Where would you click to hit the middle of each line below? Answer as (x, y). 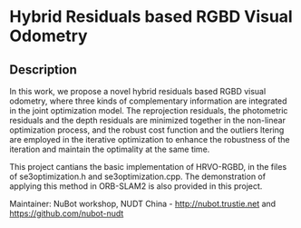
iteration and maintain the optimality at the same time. (110, 149)
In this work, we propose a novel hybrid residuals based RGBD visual (138, 91)
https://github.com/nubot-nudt (67, 213)
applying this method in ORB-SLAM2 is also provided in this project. (136, 186)
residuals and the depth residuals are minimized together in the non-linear (147, 120)
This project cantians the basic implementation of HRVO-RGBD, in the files (148, 167)
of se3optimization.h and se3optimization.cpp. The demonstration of (137, 176)
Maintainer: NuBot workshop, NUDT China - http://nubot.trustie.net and (143, 203)
